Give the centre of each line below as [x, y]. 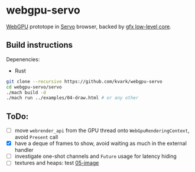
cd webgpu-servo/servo [34, 87]
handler [24, 150]
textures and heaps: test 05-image [57, 163]
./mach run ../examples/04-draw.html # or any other [72, 98]
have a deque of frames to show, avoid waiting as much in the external [101, 143]
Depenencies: [23, 59]
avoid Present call [36, 137]
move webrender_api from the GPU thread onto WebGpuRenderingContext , [102, 131]
